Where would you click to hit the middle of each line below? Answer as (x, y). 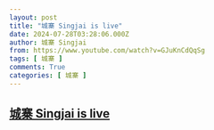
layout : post (33, 17)
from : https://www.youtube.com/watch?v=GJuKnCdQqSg (107, 51)
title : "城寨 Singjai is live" (66, 26)
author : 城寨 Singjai (48, 42)
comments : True (37, 68)
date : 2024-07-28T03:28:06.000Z (69, 34)
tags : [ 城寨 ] (36, 59)
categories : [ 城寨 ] (48, 76)
